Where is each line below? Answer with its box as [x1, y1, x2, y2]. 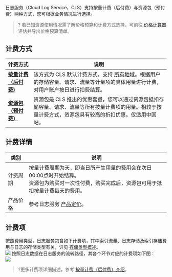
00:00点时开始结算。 [29, 172, 79, 179]
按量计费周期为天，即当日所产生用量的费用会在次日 [29, 164, 152, 171]
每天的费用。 [54, 187, 85, 194]
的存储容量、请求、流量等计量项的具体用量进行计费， [33, 78, 162, 85]
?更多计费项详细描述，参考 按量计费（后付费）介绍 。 [17, 266, 130, 272]
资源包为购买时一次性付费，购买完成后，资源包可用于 [29, 179, 157, 187]
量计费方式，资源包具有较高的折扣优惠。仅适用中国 [33, 111, 157, 118]
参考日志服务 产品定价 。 [29, 200, 87, 207]
